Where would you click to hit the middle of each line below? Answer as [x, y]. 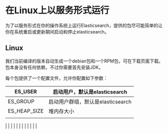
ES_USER [26, 91]
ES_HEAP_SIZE [26, 111]
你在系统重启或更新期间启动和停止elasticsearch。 [57, 31]
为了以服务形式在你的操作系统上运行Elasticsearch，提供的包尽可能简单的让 [84, 25]
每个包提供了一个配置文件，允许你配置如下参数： [57, 78]
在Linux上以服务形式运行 [57, 10]
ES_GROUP [21, 101]
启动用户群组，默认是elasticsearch [90, 102]
